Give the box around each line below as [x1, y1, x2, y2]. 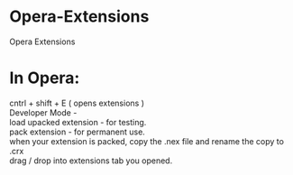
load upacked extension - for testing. [9, 116, 147, 127]
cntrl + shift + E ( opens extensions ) [9, 97, 144, 108]
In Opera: [9, 68, 80, 88]
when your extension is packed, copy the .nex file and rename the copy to [9, 135, 284, 146]
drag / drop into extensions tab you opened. [9, 155, 173, 166]
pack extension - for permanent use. [9, 126, 146, 137]
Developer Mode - [9, 106, 78, 118]
